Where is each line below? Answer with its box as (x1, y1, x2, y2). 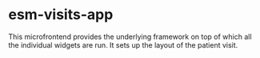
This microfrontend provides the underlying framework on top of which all (8, 32, 252, 41)
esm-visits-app (8, 6, 114, 24)
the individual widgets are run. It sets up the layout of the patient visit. (8, 40, 238, 49)
